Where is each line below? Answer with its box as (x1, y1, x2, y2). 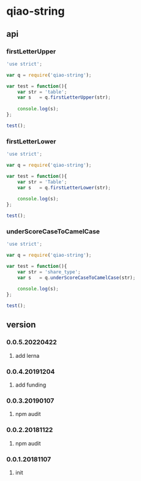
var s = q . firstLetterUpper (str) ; (17, 94, 112, 100)
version (6, 320, 36, 330)
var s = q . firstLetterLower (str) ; (17, 184, 112, 191)
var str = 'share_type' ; (17, 268, 81, 275)
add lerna (15, 352, 40, 359)
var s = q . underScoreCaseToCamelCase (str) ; (17, 275, 136, 281)
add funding (15, 381, 47, 388)
